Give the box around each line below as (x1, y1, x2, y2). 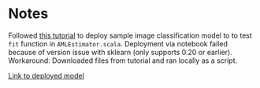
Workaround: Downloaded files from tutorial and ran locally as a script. (8, 56, 238, 65)
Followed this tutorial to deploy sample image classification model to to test (8, 31, 252, 40)
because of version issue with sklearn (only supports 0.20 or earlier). (8, 47, 232, 57)
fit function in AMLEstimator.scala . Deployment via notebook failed (8, 38, 228, 48)
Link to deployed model (8, 71, 84, 80)
